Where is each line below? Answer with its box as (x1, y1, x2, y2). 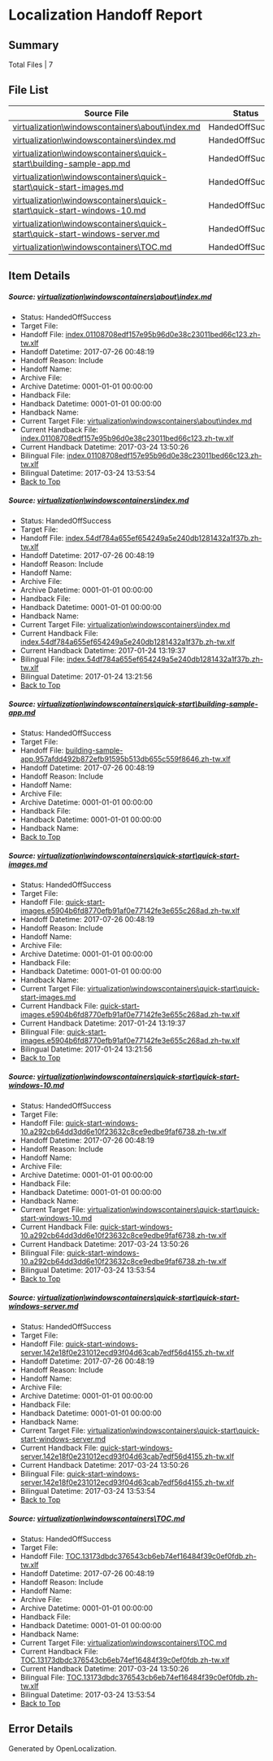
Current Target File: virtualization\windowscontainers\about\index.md (19, 416, 253, 426)
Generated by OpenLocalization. (8, 1743, 117, 1753)
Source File (84, 108, 129, 119)
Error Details (8, 1722, 73, 1736)
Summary (8, 38, 59, 52)
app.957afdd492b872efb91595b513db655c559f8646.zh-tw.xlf (19, 754, 232, 764)
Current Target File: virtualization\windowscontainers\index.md (19, 620, 231, 630)
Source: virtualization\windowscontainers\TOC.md (8, 1513, 185, 1523)
